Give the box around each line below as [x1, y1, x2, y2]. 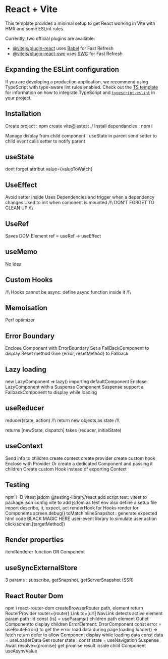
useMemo [5, 248, 38, 256]
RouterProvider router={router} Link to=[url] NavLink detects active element [5, 610, 163, 616]
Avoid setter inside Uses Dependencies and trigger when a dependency [5, 194, 155, 200]
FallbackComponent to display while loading [5, 389, 97, 395]
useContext [5, 442, 43, 450]
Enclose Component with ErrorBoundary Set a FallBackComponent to [5, 345, 149, 351]
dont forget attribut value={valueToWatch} [5, 166, 93, 172]
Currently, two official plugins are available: [5, 35, 95, 41]
